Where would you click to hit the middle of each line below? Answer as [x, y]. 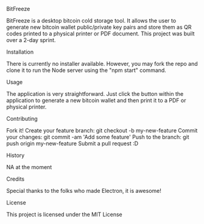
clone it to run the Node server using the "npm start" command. [86, 70]
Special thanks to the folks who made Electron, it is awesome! [84, 191]
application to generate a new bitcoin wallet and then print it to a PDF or [96, 100]
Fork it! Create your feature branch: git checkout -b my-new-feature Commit [102, 130]
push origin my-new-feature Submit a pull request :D [72, 143]
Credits [16, 179]
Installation [20, 52]
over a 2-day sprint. [31, 40]
